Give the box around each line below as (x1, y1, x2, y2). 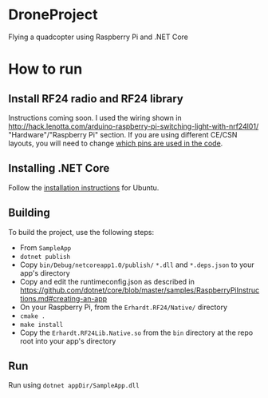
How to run (8, 60, 83, 78)
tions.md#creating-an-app (19, 293, 108, 303)
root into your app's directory (19, 336, 116, 345)
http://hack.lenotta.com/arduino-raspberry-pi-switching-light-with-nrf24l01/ (8, 121, 259, 131)
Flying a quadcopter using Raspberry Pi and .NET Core (8, 32, 189, 42)
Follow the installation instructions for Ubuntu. (8, 182, 160, 193)
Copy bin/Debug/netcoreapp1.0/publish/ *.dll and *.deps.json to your (19, 260, 254, 269)
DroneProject (8, 6, 98, 24)
